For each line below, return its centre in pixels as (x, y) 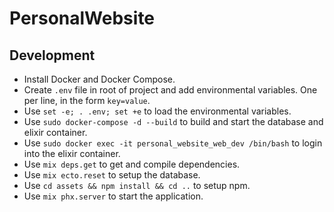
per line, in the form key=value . (87, 100)
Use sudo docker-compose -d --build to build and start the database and (173, 121)
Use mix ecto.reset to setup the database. (112, 175)
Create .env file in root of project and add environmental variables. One (170, 90)
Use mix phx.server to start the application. (113, 196)
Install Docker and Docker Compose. (99, 79)
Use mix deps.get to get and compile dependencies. (132, 164)
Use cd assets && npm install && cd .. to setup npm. (137, 185)
